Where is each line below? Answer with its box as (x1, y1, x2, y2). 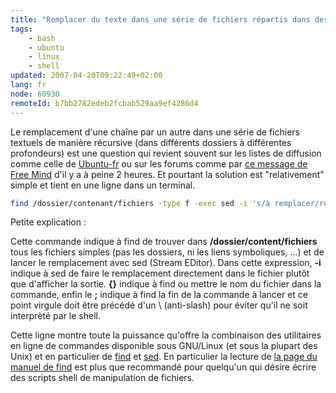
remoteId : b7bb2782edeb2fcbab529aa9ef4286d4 (10, 98, 199, 108)
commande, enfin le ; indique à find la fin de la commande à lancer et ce (10, 289, 309, 301)
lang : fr (10, 80, 47, 90)
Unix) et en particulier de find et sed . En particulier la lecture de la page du (10, 351, 318, 363)
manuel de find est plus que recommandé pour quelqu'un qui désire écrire (10, 361, 317, 373)
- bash (28, 33, 56, 43)
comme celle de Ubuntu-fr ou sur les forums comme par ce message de (10, 157, 308, 170)
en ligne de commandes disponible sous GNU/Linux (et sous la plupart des (10, 340, 318, 352)
